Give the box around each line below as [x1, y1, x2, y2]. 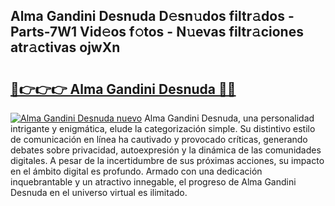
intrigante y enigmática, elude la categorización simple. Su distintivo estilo [10, 123, 316, 134]
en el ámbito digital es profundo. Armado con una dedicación [10, 165, 263, 177]
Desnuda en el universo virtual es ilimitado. [10, 187, 188, 198]
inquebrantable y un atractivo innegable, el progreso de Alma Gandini [10, 176, 297, 188]
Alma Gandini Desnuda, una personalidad [144, 112, 315, 124]
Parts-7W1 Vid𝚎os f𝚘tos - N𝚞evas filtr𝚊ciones [10, 24, 304, 41]
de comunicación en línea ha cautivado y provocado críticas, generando [10, 134, 308, 145]
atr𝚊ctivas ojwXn [10, 39, 121, 56]
